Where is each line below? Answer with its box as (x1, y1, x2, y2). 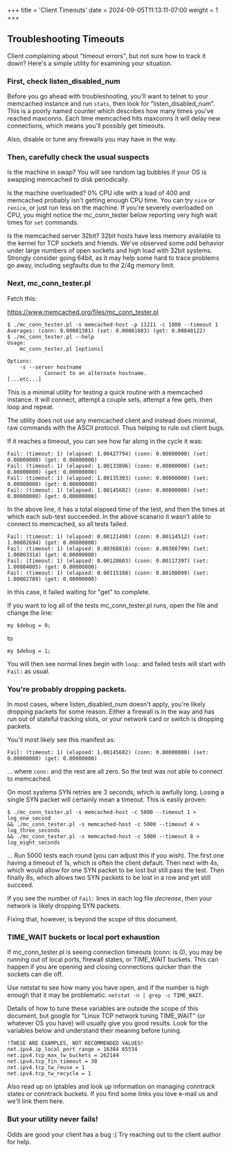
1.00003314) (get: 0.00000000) (7, 551, 98, 558)
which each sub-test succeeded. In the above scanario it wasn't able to (7, 512, 211, 521)
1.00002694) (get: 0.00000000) (7, 539, 98, 546)
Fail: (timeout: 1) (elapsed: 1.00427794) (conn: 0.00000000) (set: (7, 450, 209, 457)
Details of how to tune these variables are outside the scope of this (7, 1005, 199, 1013)
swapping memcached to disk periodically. (7, 175, 130, 184)
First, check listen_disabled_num (7, 76, 121, 86)
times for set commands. (7, 218, 79, 227)
